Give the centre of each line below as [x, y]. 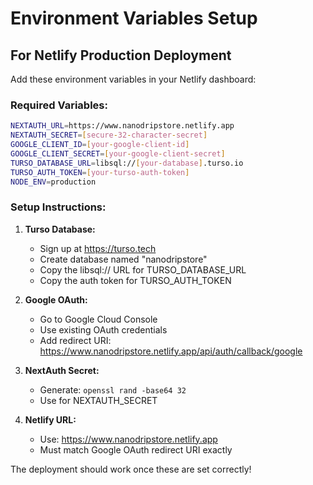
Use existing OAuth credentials [103, 329]
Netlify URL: [50, 419]
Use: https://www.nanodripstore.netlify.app [128, 439]
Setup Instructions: [58, 207]
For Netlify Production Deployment [121, 55]
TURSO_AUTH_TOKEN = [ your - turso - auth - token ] [100, 172]
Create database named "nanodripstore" [123, 259]
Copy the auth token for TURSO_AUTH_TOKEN [135, 280]
